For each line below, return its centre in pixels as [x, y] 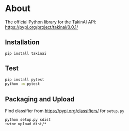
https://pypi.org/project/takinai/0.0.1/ [42, 27]
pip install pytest [25, 80]
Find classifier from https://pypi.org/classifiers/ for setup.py [65, 111]
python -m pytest [23, 84]
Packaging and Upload [40, 99]
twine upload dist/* [26, 124]
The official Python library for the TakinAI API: [51, 22]
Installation [22, 42]
